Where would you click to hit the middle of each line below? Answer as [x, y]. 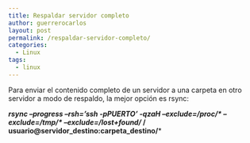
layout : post [30, 30]
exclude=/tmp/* [35, 122]
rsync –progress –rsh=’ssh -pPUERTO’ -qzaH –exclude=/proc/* [115, 114]
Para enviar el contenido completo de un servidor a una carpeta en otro [125, 90]
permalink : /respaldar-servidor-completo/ [79, 38]
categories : [28, 45]
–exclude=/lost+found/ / [104, 122]
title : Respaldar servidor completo [69, 15]
